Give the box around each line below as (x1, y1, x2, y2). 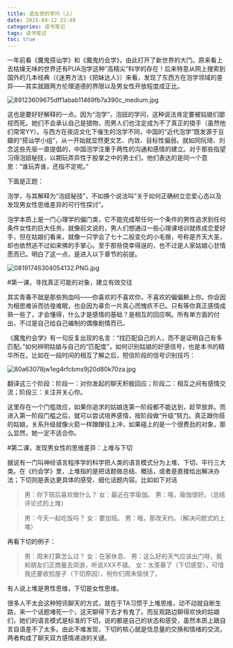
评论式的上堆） (24, 499, 67, 508)
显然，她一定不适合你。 (12, 429, 80, 438)
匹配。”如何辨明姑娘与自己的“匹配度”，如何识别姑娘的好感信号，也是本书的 (7, 342, 219, 351)
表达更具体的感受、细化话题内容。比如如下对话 (43, 476, 178, 484)
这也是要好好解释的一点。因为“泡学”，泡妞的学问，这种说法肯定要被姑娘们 (7, 110, 220, 119)
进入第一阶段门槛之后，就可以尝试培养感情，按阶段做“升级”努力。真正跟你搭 (7, 411, 225, 420)
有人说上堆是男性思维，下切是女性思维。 (7, 584, 123, 592)
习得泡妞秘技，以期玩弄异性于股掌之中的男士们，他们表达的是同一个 (7, 153, 202, 162)
